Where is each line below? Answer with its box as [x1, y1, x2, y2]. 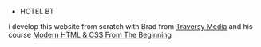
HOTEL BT [19, 7, 54, 16]
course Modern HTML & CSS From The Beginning [8, 31, 172, 39]
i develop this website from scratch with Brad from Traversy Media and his [8, 22, 253, 31]
